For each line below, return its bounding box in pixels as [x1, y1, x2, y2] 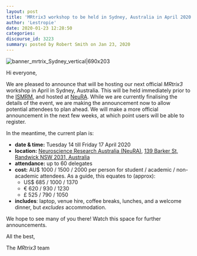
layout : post [6, 8, 38, 15]
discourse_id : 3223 [6, 36, 54, 42]
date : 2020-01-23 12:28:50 [6, 25, 73, 31]
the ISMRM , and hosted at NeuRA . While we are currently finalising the [6, 93, 178, 100]
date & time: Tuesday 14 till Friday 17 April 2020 [14, 141, 131, 148]
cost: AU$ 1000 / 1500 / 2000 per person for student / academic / [14, 166, 175, 173]
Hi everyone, [6, 69, 37, 76]
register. [6, 118, 27, 125]
